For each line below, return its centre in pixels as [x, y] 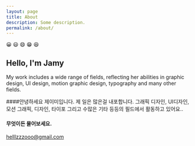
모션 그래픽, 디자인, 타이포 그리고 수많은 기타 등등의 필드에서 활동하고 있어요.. [95, 109]
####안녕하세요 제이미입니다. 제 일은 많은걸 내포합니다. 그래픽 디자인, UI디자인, [98, 102]
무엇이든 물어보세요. [29, 123]
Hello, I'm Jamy [35, 63]
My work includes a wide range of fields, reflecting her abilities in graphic [95, 77]
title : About [22, 17]
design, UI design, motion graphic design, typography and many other [91, 83]
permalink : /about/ [30, 28]
